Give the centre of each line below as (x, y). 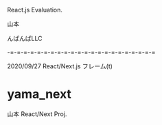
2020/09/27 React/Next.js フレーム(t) (60, 66)
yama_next (39, 94)
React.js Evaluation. (35, 10)
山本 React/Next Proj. (37, 114)
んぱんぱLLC (25, 38)
